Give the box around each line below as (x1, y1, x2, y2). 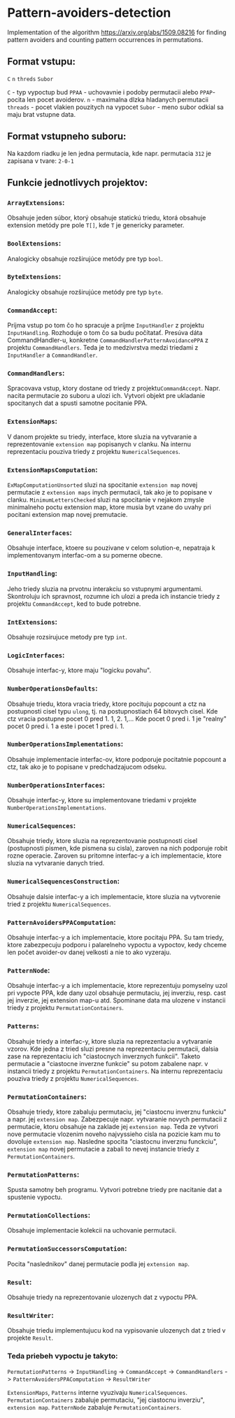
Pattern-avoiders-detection (7, 5, 171, 21)
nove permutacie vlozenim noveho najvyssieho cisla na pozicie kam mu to (7, 1130, 221, 1138)
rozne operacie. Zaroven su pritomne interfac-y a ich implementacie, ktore (7, 851, 222, 860)
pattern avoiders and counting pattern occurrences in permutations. (7, 35, 204, 43)
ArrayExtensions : (7, 197, 65, 207)
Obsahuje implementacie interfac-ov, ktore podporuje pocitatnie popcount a (7, 755, 227, 763)
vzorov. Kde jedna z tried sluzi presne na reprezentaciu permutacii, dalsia (7, 1044, 219, 1053)
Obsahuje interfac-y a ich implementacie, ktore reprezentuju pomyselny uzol (7, 981, 228, 990)
